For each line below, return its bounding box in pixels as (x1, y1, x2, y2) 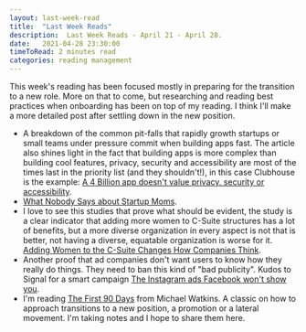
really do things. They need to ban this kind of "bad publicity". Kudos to (22, 264, 292, 274)
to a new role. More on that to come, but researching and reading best (9, 91, 274, 102)
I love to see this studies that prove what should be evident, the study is (22, 206, 293, 216)
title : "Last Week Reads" (9, 22, 112, 31)
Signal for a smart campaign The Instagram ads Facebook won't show (22, 273, 287, 284)
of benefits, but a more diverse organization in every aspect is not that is (22, 225, 296, 236)
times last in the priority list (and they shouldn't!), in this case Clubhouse (22, 166, 295, 177)
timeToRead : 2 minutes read (9, 48, 117, 57)
